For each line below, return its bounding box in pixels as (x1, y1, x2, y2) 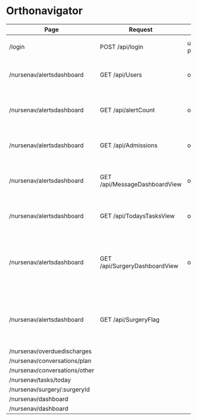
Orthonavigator (6, 4, 83, 18)
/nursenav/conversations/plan (9, 356, 92, 365)
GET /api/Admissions (99, 141, 158, 149)
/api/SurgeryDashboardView (99, 262, 179, 270)
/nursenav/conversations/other (9, 366, 94, 374)
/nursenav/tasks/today (9, 375, 72, 384)
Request (128, 25, 153, 34)
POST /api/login (99, 42, 144, 51)
